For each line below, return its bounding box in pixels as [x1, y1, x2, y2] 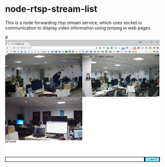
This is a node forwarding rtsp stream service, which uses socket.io [5, 20, 142, 26]
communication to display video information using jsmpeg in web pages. [5, 25, 152, 30]
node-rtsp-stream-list [5, 3, 98, 15]
